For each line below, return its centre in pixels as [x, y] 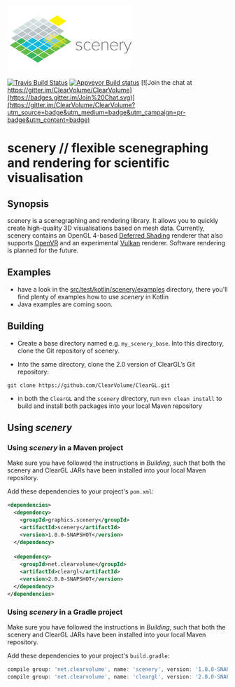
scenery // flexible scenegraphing [108, 148]
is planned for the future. [43, 250]
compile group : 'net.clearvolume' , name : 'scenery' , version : [100, 669]
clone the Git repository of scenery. [69, 351]
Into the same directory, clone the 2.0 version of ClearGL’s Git [106, 364]
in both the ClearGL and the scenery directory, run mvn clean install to [120, 398]
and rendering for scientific [88, 163]
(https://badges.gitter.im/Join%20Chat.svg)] [71, 97]
